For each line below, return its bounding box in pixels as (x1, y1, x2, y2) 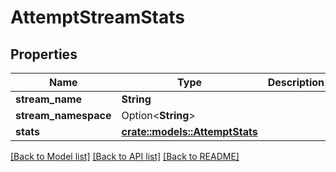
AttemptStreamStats (10, 6, 185, 29)
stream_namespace (15, 109, 112, 122)
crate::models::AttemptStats (121, 125, 258, 138)
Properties (10, 46, 78, 63)
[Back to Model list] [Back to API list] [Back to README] (10, 151, 240, 162)
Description (267, 76, 325, 89)
